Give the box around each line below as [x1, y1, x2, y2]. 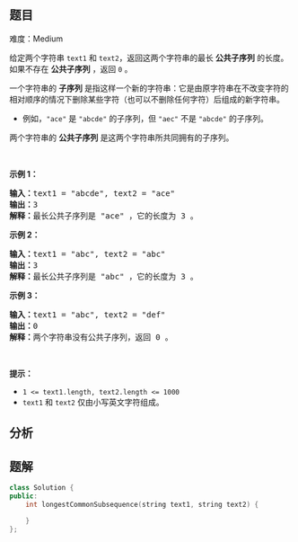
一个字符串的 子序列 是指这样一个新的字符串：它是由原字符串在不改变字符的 [9, 83, 289, 93]
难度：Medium [9, 33, 64, 44]
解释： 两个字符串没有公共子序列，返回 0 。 [9, 332, 173, 342]
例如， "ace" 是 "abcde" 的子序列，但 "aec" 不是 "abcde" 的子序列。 [22, 112, 269, 123]
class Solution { [9, 484, 74, 493]
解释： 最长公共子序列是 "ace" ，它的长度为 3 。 [9, 210, 199, 221]
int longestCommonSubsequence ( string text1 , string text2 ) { [25, 500, 259, 509]
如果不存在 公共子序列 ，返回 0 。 [9, 63, 133, 74]
